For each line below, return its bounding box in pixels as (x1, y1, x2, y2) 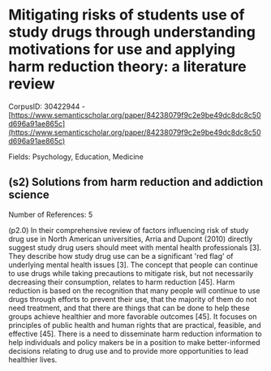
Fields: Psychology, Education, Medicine (8, 152, 144, 162)
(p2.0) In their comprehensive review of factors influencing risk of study (8, 225, 249, 235)
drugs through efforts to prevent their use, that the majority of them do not (8, 294, 257, 304)
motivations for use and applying (8, 41, 236, 58)
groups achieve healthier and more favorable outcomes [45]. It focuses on (8, 311, 257, 321)
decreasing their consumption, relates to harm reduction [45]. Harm (8, 277, 235, 287)
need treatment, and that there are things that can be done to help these (8, 303, 250, 313)
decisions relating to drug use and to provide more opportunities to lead (8, 346, 249, 356)
